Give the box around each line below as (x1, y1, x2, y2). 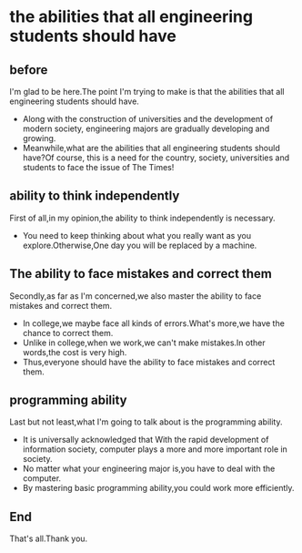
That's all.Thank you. (9, 533, 88, 544)
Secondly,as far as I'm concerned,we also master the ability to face (9, 290, 262, 302)
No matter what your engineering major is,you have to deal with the (22, 463, 276, 475)
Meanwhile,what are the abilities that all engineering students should (22, 143, 280, 153)
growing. (22, 133, 56, 143)
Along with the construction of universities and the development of (22, 114, 274, 124)
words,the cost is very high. (22, 346, 127, 357)
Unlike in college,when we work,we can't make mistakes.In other (22, 337, 266, 348)
